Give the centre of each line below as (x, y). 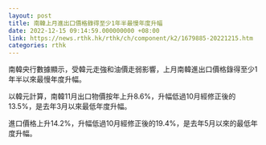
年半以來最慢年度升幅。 (47, 79)
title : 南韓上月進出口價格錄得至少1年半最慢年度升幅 (86, 23)
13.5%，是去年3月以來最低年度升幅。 (70, 107)
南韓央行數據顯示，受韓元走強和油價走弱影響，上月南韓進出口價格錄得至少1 (133, 70)
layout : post (30, 16)
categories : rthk (37, 46)
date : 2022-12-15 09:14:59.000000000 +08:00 (84, 30)
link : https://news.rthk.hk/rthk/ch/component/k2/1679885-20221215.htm (131, 38)
